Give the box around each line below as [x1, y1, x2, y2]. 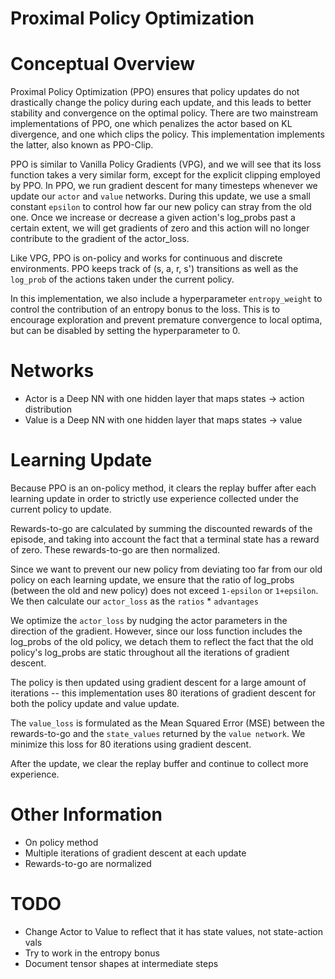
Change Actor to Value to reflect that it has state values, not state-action [24, 925, 323, 937]
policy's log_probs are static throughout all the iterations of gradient [10, 647, 290, 658]
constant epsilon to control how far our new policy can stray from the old [10, 201, 312, 213]
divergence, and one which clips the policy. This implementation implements [10, 128, 325, 141]
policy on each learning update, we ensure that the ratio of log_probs [10, 574, 295, 586]
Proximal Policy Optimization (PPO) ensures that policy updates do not [10, 86, 300, 98]
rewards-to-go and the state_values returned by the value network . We [10, 728, 306, 739]
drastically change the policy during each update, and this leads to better [10, 97, 312, 109]
